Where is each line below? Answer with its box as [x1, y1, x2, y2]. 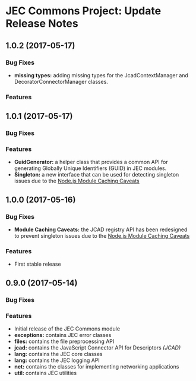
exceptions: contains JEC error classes [14, 332, 112, 338]
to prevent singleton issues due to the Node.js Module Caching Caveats [14, 232, 190, 240]
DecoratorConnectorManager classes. [14, 78, 108, 85]
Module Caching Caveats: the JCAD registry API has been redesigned [14, 226, 188, 233]
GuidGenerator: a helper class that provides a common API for [14, 159, 168, 166]
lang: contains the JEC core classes [14, 351, 103, 357]
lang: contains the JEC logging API [14, 357, 100, 364]
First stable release [14, 260, 61, 268]
